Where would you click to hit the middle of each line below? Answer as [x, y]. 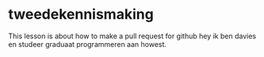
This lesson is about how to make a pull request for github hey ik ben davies [132, 36]
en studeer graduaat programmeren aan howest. [88, 44]
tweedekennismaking [81, 14]
